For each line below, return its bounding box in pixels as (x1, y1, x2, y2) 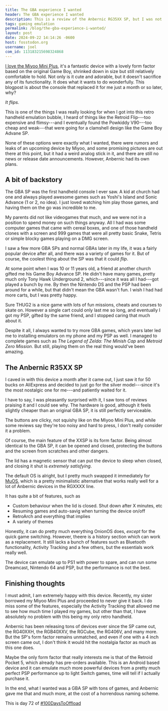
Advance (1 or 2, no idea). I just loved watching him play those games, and (5, 199, 158, 205)
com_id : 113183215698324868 (5, 49, 64, 54)
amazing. (5, 348, 24, 355)
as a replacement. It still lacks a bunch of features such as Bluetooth (5, 539, 146, 545)
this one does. (5, 644, 34, 650)
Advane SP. (5, 130, 29, 136)
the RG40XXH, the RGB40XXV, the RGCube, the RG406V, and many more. (5, 628, 158, 634)
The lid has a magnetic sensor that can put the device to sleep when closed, (5, 458, 162, 464)
